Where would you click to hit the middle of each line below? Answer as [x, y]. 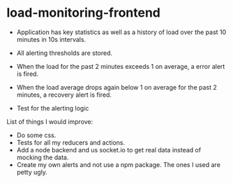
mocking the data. [43, 157]
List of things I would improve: [50, 121]
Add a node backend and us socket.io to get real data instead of [109, 150]
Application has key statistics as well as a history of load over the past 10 [121, 32]
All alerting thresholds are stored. [65, 53]
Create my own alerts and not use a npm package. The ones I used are [119, 164]
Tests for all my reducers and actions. [71, 142]
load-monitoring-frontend [84, 13]
